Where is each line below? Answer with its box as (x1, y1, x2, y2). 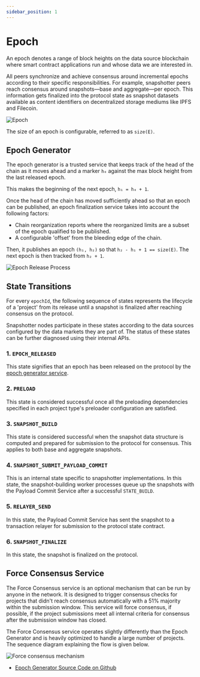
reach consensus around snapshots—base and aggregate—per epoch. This (6, 85, 193, 93)
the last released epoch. (6, 174, 66, 181)
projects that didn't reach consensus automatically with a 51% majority (6, 597, 181, 604)
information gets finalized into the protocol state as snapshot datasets (6, 91, 178, 99)
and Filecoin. (6, 105, 38, 112)
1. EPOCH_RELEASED (6, 350, 57, 358)
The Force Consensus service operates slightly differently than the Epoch (6, 628, 188, 635)
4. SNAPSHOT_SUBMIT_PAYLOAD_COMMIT (6, 461, 108, 469)
